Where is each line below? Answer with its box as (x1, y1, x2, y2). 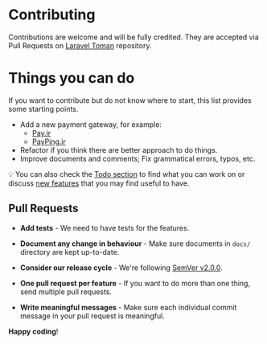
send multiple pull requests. (19, 287, 113, 297)
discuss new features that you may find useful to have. (8, 178, 190, 188)
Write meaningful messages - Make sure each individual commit (19, 302, 237, 312)
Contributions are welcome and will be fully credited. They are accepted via (8, 32, 259, 42)
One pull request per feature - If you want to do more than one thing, (19, 278, 251, 288)
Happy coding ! (8, 326, 59, 336)
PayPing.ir (31, 137, 67, 146)
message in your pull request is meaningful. (19, 311, 165, 321)
